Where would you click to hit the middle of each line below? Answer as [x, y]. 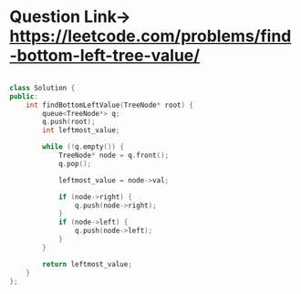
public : [24, 96]
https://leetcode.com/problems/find [150, 36]
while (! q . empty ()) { [83, 147]
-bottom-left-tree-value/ [105, 56]
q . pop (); [75, 163]
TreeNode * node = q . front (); [114, 156]
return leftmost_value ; [87, 264]
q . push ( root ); [69, 122]
